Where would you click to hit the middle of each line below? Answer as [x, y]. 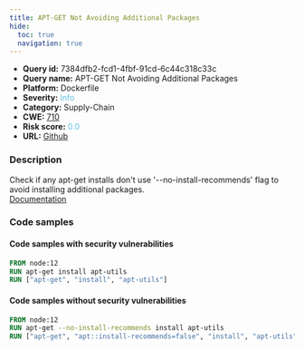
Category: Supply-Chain [68, 107]
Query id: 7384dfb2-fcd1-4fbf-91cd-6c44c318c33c [119, 69]
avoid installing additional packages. [77, 189]
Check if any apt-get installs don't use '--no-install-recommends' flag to [144, 180]
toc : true [36, 34]
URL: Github [45, 136]
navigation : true [50, 43]
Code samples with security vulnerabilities [91, 244]
